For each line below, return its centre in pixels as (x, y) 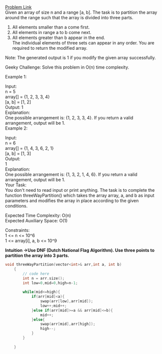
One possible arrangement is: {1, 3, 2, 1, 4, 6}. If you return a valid (71, 174)
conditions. (16, 206)
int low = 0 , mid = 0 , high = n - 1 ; (50, 283)
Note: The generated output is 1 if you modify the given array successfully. (81, 58)
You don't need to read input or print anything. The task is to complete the (80, 190)
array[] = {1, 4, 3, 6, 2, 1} (29, 148)
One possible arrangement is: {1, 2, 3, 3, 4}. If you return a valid (69, 118)
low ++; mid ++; (54, 306)
